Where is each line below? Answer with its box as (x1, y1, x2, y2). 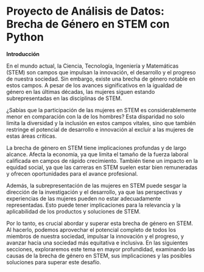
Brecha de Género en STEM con (6, 17, 170, 31)
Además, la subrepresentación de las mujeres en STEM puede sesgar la (6, 182, 187, 189)
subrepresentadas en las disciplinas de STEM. (6, 95, 122, 102)
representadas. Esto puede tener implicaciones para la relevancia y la (6, 201, 181, 209)
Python (6, 30, 44, 44)
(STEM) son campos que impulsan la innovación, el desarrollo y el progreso (6, 68, 196, 76)
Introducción (6, 50, 40, 57)
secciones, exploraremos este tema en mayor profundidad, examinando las (6, 245, 195, 252)
